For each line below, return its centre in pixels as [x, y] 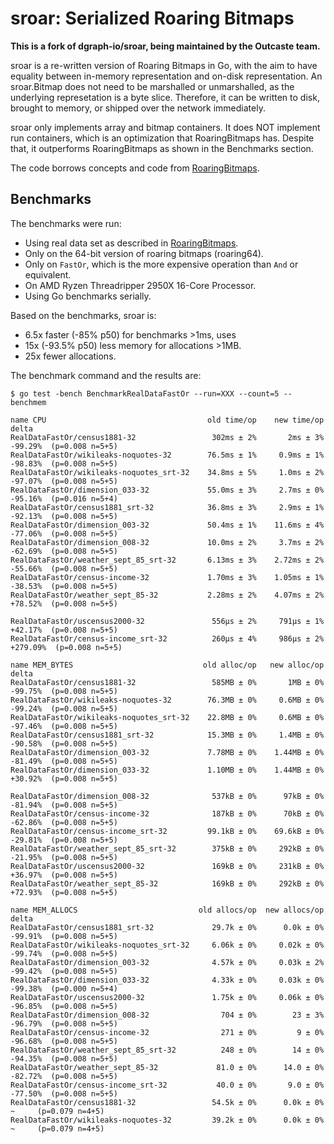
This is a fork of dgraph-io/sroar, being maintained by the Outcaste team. [165, 46]
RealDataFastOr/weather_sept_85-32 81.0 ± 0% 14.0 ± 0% [167, 1067]
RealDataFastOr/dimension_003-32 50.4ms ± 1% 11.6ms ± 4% [167, 525]
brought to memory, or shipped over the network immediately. [138, 108]
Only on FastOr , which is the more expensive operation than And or [161, 264]
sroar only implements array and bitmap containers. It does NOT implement [165, 127]
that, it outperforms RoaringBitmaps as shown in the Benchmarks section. [162, 148]
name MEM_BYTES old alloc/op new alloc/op [167, 665]
